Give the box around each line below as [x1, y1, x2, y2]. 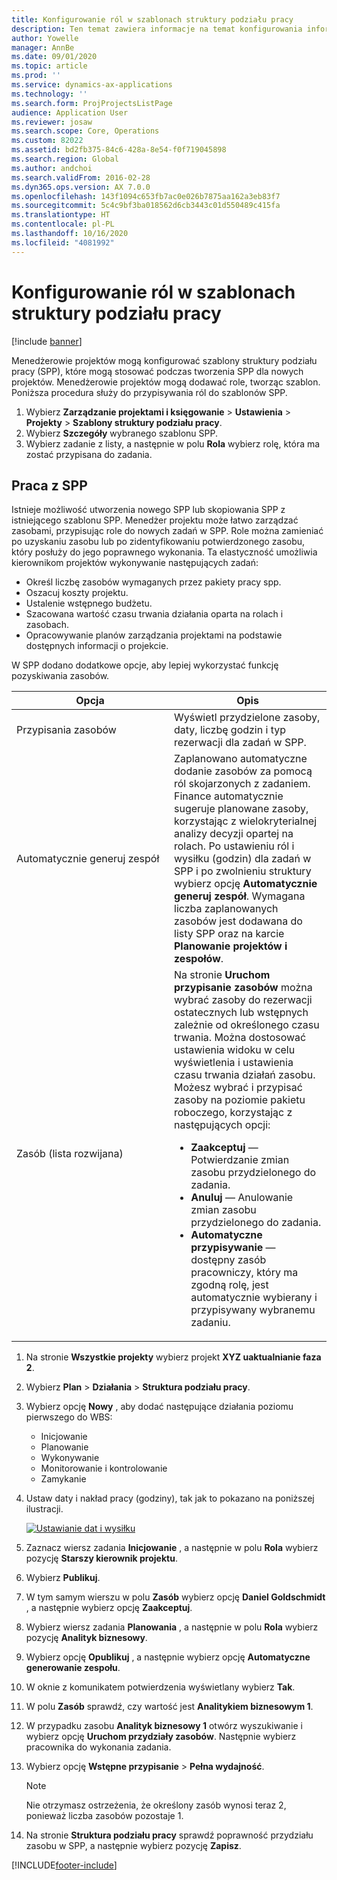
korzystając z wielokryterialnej [174, 814, 318, 828]
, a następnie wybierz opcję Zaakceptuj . [25, 1602, 193, 1614]
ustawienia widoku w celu [174, 1043, 296, 1057]
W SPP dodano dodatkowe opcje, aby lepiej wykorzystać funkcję [11, 659, 279, 671]
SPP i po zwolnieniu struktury [174, 864, 312, 878]
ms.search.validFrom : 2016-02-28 [11, 172, 151, 183]
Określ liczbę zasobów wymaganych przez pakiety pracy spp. [25, 576, 282, 588]
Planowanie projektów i [174, 939, 288, 953]
